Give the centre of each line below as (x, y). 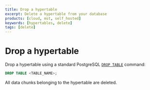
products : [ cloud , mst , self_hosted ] (43, 18)
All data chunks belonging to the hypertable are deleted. (61, 82)
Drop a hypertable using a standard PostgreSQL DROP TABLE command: (75, 64)
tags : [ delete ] (20, 27)
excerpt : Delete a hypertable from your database (56, 14)
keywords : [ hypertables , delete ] (39, 23)
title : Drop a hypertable (31, 9)
